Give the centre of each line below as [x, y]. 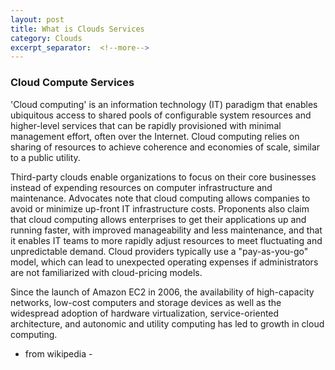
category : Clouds [46, 38]
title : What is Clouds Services [77, 29]
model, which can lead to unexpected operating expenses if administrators [164, 262]
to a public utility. [45, 157]
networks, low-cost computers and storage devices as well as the [146, 302]
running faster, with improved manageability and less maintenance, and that [166, 230]
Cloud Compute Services [72, 83]
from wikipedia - [58, 353]
